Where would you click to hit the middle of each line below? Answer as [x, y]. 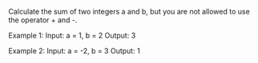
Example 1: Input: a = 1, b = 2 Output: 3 [72, 35]
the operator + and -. [43, 20]
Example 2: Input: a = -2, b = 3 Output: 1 [74, 51]
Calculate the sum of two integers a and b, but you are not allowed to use [129, 12]
